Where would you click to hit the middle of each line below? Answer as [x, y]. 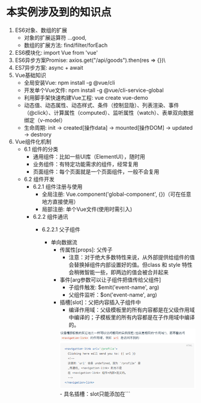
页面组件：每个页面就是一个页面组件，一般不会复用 [96, 171]
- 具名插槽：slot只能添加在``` [95, 393]
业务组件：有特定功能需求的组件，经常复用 [85, 164]
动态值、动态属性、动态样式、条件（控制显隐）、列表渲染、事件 [101, 105]
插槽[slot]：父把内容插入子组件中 [100, 302]
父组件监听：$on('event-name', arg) [113, 294]
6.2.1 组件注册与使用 [58, 186]
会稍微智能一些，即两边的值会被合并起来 [119, 272]
